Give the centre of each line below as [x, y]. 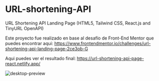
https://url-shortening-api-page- [110, 58]
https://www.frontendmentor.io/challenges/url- [102, 43]
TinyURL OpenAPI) [24, 28]
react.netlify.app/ [23, 63]
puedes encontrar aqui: [29, 43]
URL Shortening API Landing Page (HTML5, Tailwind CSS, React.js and [78, 23]
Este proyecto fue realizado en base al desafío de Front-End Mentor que [79, 38]
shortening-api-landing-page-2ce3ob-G [47, 48]
